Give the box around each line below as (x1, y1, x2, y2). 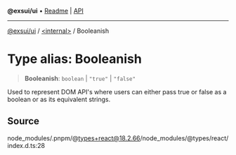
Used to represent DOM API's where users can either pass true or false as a (7, 87, 227, 96)
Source (7, 115, 40, 127)
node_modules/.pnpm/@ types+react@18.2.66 (7, 133, 140, 142)
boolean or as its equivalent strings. (7, 95, 111, 103)
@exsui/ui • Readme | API (7, 7, 84, 15)
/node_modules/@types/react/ (140, 133, 229, 142)
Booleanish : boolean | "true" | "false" (24, 74, 136, 82)
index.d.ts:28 (7, 141, 46, 149)
